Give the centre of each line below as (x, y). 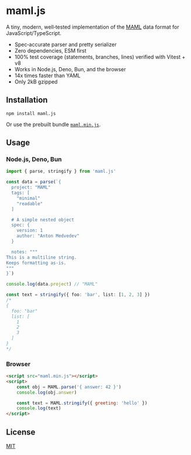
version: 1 (30, 231)
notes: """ (25, 252)
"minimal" (29, 198)
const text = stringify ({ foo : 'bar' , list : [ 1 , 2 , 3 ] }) (78, 295)
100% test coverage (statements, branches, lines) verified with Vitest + (100, 57)
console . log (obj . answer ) (47, 393)
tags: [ (21, 193)
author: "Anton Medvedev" (48, 236)
